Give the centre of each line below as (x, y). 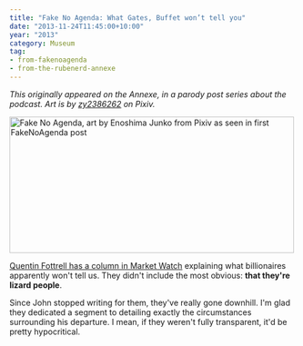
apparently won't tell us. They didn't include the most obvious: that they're (150, 275)
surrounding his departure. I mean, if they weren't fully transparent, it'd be (148, 321)
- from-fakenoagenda (49, 60)
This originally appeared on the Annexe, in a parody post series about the (148, 94)
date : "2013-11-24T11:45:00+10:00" (77, 26)
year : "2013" (34, 35)
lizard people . (35, 285)
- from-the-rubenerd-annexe (63, 69)
